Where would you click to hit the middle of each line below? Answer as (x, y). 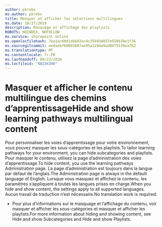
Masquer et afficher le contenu (69, 88)
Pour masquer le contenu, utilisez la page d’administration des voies (73, 158)
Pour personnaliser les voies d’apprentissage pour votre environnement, (77, 143)
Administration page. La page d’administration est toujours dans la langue (79, 169)
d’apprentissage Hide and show (69, 109)
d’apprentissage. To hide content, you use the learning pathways (69, 163)
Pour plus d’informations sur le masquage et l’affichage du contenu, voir (84, 204)
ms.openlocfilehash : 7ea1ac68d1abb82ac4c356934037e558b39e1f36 (71, 41)
